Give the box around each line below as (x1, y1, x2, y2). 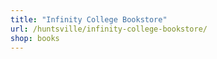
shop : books (10, 33, 60, 43)
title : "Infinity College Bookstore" (10, 14, 168, 25)
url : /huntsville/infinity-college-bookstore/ (10, 24, 208, 34)
